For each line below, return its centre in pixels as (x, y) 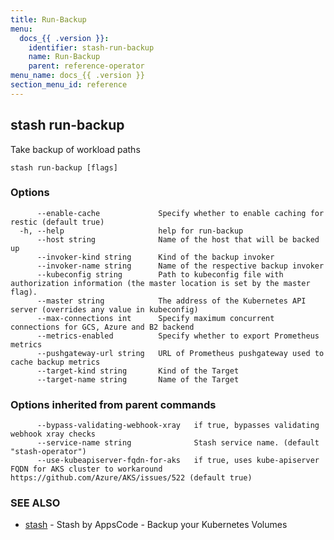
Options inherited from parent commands (113, 404)
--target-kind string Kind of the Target (138, 371)
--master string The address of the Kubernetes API (171, 301)
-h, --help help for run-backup (131, 231)
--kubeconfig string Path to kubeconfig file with (160, 274)
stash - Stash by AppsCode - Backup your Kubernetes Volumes (156, 525)
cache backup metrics (55, 362)
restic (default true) (57, 222)
